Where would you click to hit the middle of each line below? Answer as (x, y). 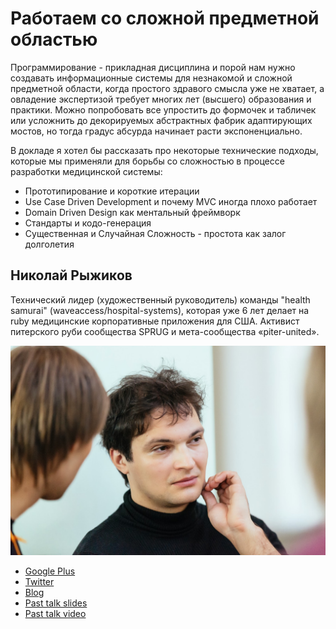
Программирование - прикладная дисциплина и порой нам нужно (153, 67)
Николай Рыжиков (71, 275)
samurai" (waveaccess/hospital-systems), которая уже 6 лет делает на (160, 310)
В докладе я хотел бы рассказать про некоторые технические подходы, (164, 150)
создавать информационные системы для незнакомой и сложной (151, 78)
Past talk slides (56, 603)
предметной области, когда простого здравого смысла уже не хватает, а (167, 88)
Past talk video (55, 614)
